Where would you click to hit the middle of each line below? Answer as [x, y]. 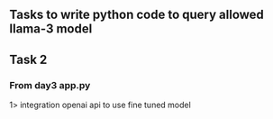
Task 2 [28, 59]
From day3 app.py [50, 85]
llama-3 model [51, 29]
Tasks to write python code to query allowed [136, 15]
